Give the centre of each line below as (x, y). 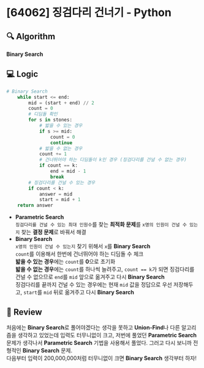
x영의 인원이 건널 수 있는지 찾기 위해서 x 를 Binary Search (83, 247)
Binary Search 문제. (47, 351)
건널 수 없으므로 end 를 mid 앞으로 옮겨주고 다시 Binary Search (90, 277)
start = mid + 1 (60, 200)
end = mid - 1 (68, 171)
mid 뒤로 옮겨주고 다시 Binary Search (89, 293)
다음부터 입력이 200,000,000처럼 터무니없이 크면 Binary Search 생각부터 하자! (102, 358)
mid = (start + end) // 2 (62, 103)
